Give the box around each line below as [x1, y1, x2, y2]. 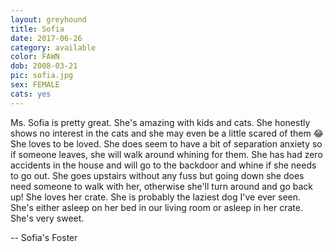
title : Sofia [10, 24, 65, 34]
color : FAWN [10, 52, 60, 62]
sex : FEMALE [10, 80, 60, 90]
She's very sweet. [10, 212, 85, 224]
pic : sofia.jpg [10, 71, 74, 81]
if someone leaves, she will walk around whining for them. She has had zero [10, 148, 323, 160]
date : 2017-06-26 [10, 33, 83, 43]
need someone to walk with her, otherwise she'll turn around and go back [10, 180, 314, 192]
